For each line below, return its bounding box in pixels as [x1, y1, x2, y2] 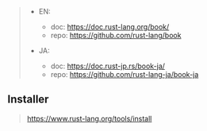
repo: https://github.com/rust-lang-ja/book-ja [50, 70, 199, 79]
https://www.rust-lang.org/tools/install [26, 114, 152, 123]
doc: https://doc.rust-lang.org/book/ [50, 22, 170, 31]
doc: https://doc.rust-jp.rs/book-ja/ [50, 61, 166, 71]
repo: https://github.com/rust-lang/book [50, 31, 182, 40]
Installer [7, 93, 49, 106]
